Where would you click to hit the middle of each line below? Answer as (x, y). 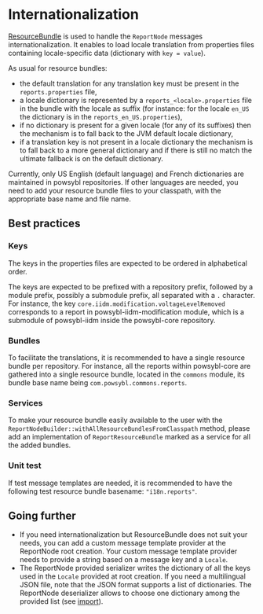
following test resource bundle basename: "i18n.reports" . (103, 491)
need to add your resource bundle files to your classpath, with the (115, 190)
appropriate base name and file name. (70, 199)
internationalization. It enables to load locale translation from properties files (131, 44)
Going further (42, 515)
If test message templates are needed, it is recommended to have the (121, 483)
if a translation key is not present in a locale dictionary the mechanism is (136, 142)
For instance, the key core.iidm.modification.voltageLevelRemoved (117, 303)
